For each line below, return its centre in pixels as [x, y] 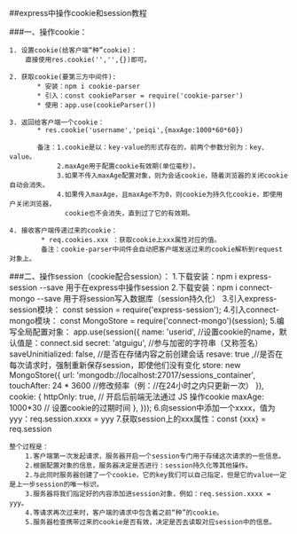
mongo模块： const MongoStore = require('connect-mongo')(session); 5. [143, 321]
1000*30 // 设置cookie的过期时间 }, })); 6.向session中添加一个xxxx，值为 [143, 408]
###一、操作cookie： [48, 32]
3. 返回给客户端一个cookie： [57, 122]
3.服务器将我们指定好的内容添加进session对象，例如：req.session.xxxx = [148, 494]
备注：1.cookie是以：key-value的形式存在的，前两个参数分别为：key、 [152, 147]
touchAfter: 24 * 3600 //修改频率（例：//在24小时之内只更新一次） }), [137, 385]
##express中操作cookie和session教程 [78, 13]
